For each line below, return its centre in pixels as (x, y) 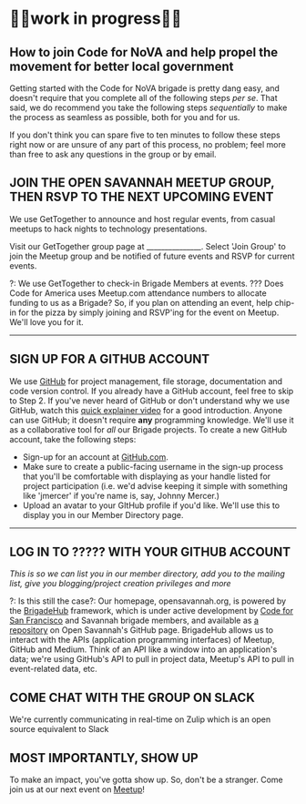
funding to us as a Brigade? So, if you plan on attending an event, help (141, 302)
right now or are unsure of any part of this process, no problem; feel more (148, 144)
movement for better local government (122, 66)
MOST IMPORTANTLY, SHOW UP (104, 758)
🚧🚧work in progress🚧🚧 (96, 19)
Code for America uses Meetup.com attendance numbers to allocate (138, 293)
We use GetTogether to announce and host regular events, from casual (143, 219)
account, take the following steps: (73, 439)
